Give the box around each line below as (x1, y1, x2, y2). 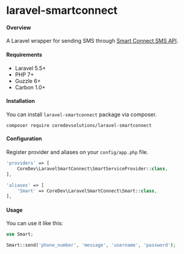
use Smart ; (6, 231, 34, 238)
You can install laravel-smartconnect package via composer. (6, 111, 158, 118)
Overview (6, 23, 31, 31)
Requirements (6, 51, 43, 58)
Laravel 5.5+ (14, 64, 46, 72)
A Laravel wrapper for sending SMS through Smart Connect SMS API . (6, 37, 179, 45)
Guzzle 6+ (14, 77, 41, 84)
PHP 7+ (14, 70, 34, 78)
